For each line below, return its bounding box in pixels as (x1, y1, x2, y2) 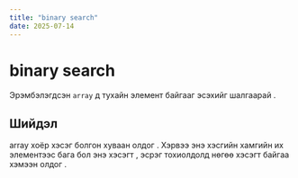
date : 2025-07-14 (9, 22, 75, 31)
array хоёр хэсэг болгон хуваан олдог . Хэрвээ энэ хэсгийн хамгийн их (9, 140, 284, 151)
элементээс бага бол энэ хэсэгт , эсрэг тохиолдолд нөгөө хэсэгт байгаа (9, 149, 290, 160)
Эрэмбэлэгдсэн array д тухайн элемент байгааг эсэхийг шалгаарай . (9, 90, 276, 101)
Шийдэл (9, 116, 59, 131)
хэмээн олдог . (9, 159, 68, 170)
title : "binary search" (9, 13, 99, 22)
